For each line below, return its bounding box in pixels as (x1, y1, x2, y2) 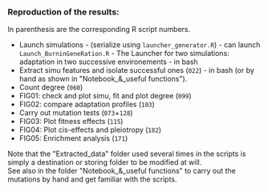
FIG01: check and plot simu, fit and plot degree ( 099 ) (18, 91, 192, 101)
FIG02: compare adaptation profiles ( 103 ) (18, 99, 156, 110)
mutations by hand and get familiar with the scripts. (7, 174, 177, 184)
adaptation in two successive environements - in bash (18, 57, 198, 66)
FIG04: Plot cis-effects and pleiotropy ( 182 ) (18, 125, 162, 134)
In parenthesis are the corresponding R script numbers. (7, 25, 191, 34)
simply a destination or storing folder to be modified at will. (7, 158, 202, 167)
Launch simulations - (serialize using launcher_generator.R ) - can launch (18, 40, 261, 50)
